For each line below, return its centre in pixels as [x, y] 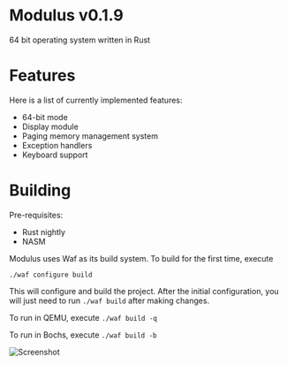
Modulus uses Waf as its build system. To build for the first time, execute [141, 258]
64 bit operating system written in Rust [80, 40]
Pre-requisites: [36, 215]
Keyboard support [55, 155]
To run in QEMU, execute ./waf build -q [83, 317]
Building [40, 190]
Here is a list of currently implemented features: [96, 100]
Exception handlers [57, 145]
